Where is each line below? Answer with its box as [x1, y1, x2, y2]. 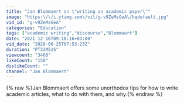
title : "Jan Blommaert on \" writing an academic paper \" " [6, 8, 151, 15]
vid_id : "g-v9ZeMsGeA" [6, 19, 62, 25]
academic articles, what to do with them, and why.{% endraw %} [6, 91, 163, 98]
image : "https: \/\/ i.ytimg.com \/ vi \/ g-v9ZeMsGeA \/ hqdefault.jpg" [6, 14, 169, 20]
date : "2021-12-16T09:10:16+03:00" [6, 36, 93, 42]
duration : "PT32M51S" [6, 47, 59, 53]
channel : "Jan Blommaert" [6, 68, 69, 74]
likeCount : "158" [6, 57, 49, 63]
